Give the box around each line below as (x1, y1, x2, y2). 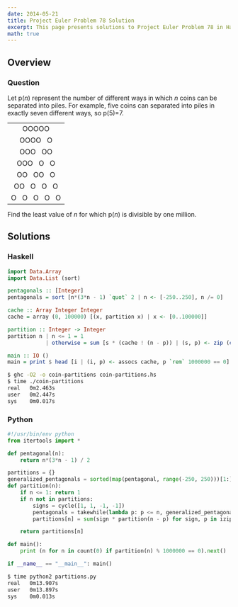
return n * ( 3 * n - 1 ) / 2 (20, 456, 91, 464)
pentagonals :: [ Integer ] (7, 288, 84, 295)
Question (7, 77, 40, 87)
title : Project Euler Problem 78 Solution (7, 17, 135, 24)
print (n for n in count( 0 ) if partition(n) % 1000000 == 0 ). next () (20, 548, 227, 555)
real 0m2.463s (7, 385, 55, 392)
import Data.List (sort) (7, 274, 81, 282)
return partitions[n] (20, 528, 84, 535)
